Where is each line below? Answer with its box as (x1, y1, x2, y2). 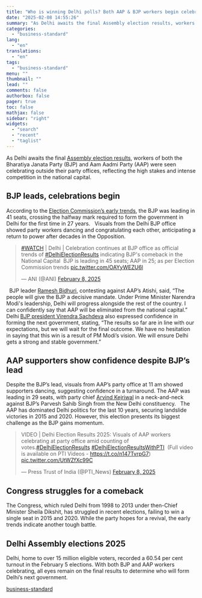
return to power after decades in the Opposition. (6, 233, 126, 240)
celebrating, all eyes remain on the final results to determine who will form (6, 567, 189, 574)
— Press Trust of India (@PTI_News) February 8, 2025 (20, 468, 156, 476)
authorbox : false (6, 93, 50, 99)
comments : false (6, 87, 47, 93)
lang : (6, 37, 20, 43)
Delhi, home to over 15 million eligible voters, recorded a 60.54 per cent (6, 555, 183, 561)
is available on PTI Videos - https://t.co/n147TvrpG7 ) (20, 450, 151, 458)
